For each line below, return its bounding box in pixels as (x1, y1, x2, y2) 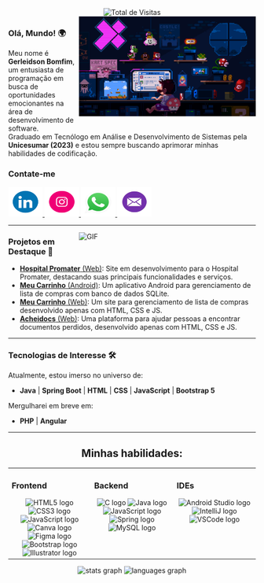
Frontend (11, 480, 47, 491)
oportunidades (8, 90, 56, 100)
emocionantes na (8, 98, 64, 109)
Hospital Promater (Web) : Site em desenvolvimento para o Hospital (19, 264, 239, 273)
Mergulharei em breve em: (8, 401, 93, 411)
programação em (8, 74, 64, 83)
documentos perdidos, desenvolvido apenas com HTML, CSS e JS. (19, 322, 237, 331)
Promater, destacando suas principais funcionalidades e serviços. (19, 271, 233, 282)
